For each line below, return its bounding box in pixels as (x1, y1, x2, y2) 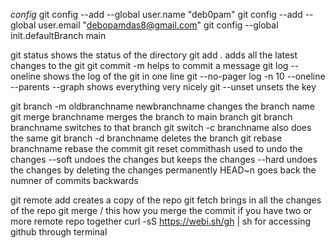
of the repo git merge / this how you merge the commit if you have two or (10, 205, 313, 216)
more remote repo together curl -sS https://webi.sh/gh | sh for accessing (10, 215, 311, 227)
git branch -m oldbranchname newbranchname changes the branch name (10, 100, 316, 112)
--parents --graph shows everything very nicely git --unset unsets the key (10, 81, 317, 93)
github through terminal (10, 226, 108, 238)
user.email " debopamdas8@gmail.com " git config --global (38, 19, 279, 31)
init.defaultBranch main (10, 30, 107, 41)
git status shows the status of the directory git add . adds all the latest (10, 49, 298, 61)
